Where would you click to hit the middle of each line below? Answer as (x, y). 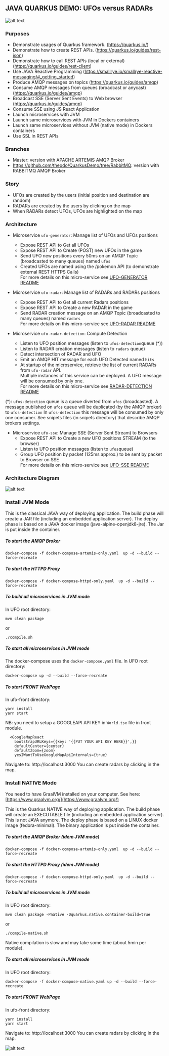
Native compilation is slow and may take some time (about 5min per (76, 942)
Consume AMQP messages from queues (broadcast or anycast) (79, 87)
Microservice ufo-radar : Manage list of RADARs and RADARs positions (86, 292)
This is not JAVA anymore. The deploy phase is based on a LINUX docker (82, 820)
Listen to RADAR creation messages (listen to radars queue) (82, 349)
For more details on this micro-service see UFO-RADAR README (88, 324)
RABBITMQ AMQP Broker (39, 171)
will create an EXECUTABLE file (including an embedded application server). (85, 814)
